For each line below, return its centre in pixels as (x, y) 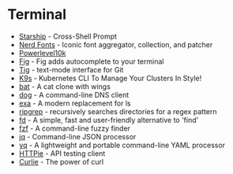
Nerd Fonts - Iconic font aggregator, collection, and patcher (116, 44)
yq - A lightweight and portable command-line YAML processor (122, 145)
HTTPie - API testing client (62, 153)
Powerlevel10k (42, 53)
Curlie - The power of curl (61, 161)
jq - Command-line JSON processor (77, 136)
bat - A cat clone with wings (65, 86)
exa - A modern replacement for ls (75, 103)
